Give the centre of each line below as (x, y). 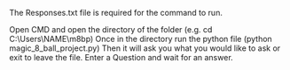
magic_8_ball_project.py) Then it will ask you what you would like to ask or (145, 48)
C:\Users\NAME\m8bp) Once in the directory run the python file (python (141, 39)
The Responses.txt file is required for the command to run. (116, 13)
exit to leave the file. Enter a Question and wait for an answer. (121, 57)
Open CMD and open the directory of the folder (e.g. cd (111, 29)
